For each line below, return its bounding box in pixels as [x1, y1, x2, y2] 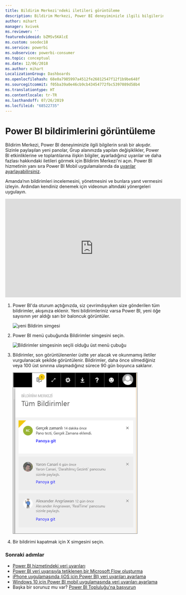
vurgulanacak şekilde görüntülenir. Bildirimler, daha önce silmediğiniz [12, 357, 155, 363]
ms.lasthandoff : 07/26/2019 [5, 98, 64, 103]
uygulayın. [5, 189, 27, 195]
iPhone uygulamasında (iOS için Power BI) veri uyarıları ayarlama [12, 573, 146, 579]
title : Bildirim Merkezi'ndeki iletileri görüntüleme [5, 8, 120, 13]
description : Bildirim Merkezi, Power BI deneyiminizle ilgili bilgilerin [5, 13, 165, 19]
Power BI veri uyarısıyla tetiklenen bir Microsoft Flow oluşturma [12, 568, 143, 574]
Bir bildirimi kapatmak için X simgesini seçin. [12, 539, 104, 545]
